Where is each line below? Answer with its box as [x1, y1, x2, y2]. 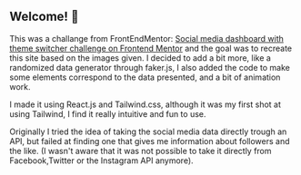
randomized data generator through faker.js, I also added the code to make [9, 62, 291, 73]
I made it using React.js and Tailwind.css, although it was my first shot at [9, 99, 282, 110]
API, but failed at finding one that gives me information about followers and [9, 135, 290, 146]
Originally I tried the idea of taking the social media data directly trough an [9, 126, 287, 137]
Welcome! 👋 [9, 9, 79, 24]
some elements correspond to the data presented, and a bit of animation [9, 72, 281, 83]
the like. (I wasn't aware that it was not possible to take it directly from [9, 145, 272, 156]
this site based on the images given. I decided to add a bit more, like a [9, 52, 271, 63]
